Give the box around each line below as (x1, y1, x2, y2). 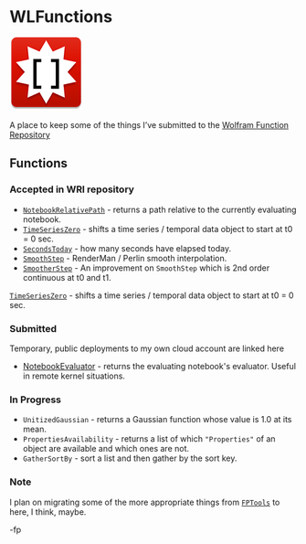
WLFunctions (9, 6, 112, 27)
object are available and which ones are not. (22, 443, 190, 454)
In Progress (9, 393, 62, 406)
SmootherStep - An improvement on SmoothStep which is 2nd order (22, 262, 270, 273)
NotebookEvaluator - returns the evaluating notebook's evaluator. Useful (22, 360, 297, 371)
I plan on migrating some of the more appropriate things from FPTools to (9, 496, 280, 507)
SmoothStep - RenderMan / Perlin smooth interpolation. (22, 252, 227, 263)
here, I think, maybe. (9, 506, 87, 517)
